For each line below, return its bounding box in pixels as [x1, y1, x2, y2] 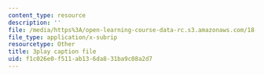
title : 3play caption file [8, 48, 97, 55]
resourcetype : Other [8, 41, 76, 48]
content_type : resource [8, 11, 86, 20]
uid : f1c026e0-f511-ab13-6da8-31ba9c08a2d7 [8, 55, 153, 63]
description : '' [8, 19, 61, 27]
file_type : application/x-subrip [8, 33, 118, 41]
